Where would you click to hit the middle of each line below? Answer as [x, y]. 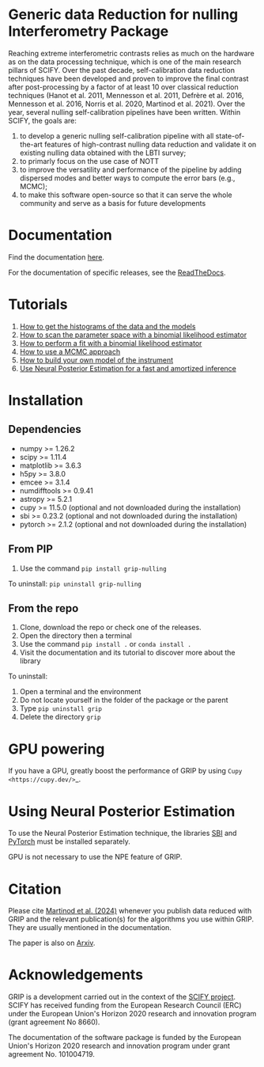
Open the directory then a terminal [75, 636]
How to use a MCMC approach [70, 351]
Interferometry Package [89, 31]
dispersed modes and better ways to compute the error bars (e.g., [127, 178]
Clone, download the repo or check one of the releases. [110, 628]
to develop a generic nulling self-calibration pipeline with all [117, 135]
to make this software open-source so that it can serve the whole [126, 195]
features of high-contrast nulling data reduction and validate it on [151, 144]
